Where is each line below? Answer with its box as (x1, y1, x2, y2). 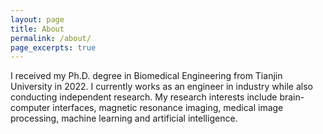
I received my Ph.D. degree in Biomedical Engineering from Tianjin (10, 70, 283, 82)
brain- (279, 91, 305, 103)
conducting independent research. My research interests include (10, 91, 278, 103)
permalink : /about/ (10, 33, 92, 43)
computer (10, 102, 51, 114)
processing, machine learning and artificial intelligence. (10, 112, 238, 125)
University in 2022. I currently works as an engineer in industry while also (10, 81, 313, 93)
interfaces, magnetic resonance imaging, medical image (52, 102, 284, 114)
